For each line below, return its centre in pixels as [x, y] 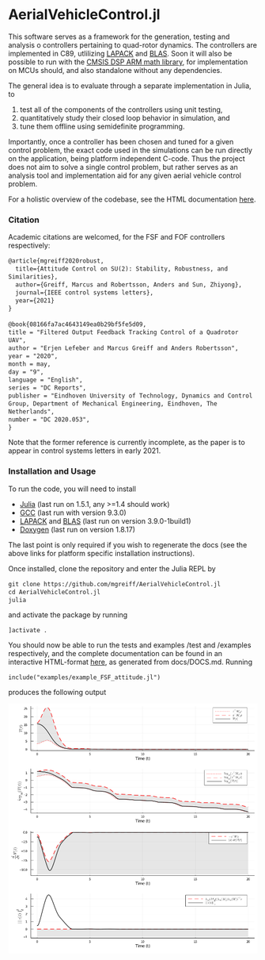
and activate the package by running [68, 614]
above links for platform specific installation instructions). [102, 553]
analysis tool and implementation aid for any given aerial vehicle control [125, 175]
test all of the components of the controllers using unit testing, [121, 109]
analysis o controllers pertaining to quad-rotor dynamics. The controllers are [132, 44]
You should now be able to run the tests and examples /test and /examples [130, 645]
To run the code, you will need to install [72, 489]
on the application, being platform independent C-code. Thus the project [127, 158]
